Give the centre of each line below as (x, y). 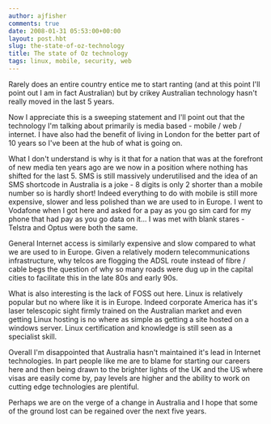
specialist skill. (33, 336)
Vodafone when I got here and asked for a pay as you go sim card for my (130, 210)
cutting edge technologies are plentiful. (74, 387)
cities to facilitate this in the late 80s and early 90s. (93, 277)
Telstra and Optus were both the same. (73, 227)
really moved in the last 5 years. (61, 101)
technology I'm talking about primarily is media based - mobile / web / (125, 126)
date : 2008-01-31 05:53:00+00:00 (65, 31)
